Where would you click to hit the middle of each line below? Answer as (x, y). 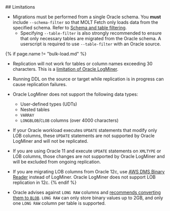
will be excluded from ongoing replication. (56, 162)
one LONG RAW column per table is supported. (59, 203)
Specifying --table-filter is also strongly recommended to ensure (91, 33)
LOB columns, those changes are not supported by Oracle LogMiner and (89, 156)
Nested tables (35, 110)
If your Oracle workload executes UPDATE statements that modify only (85, 130)
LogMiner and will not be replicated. (50, 141)
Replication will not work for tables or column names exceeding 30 (82, 64)
